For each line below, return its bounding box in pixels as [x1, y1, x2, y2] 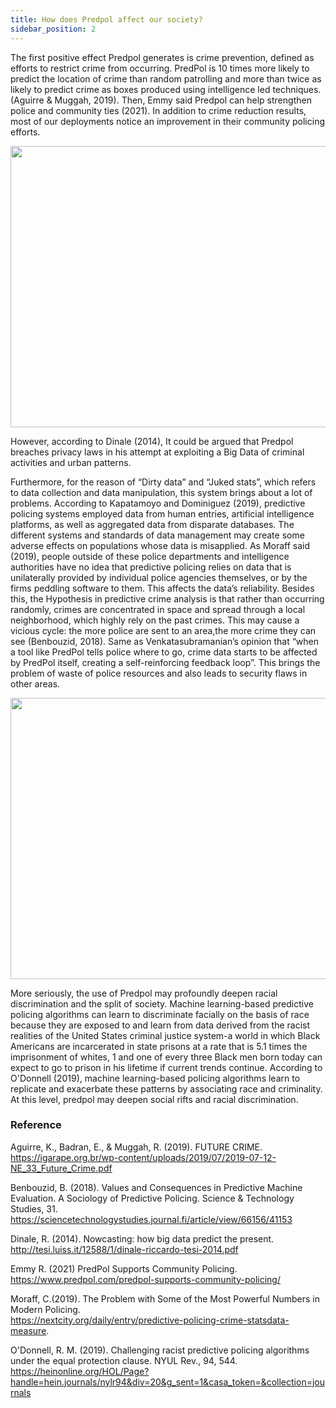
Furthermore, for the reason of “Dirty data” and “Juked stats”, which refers [10, 476, 317, 488]
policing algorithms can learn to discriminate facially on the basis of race [10, 1008, 310, 1020]
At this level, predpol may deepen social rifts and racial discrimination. [10, 1093, 299, 1105]
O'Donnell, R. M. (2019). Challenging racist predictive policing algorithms [10, 1344, 310, 1356]
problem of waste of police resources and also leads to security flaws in [10, 667, 308, 679]
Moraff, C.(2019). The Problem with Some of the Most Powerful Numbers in [10, 1292, 321, 1305]
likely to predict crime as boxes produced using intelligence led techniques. [10, 83, 322, 95]
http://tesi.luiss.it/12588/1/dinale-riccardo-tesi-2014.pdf [10, 1243, 239, 1255]
